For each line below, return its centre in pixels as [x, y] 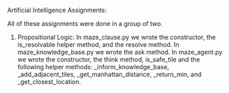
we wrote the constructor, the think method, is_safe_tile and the [109, 59]
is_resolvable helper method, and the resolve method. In [98, 44]
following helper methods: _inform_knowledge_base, [93, 67]
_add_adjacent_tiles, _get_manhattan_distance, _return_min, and [109, 74]
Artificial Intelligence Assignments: [57, 10]
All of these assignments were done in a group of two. [85, 23]
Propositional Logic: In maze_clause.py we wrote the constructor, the [117, 37]
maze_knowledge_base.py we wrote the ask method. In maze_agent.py [120, 52]
